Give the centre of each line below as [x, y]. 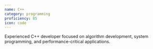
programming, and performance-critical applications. [57, 42]
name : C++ [15, 9]
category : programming [27, 14]
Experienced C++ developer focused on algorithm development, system [76, 37]
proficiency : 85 [21, 18]
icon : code [15, 23]
